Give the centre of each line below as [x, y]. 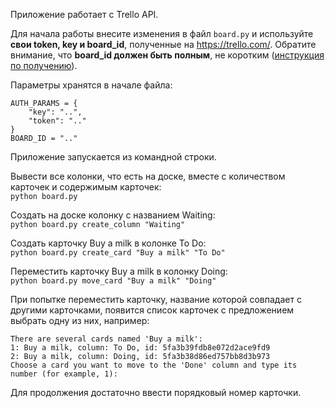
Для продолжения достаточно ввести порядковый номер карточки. [156, 392]
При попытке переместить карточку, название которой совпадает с [156, 299]
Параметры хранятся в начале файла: [91, 85]
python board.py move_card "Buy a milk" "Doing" [113, 281]
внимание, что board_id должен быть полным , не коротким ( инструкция [167, 55]
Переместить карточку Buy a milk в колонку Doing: [119, 271]
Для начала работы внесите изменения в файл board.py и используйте [162, 33]
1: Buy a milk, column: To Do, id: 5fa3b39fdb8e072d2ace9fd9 [140, 348]
